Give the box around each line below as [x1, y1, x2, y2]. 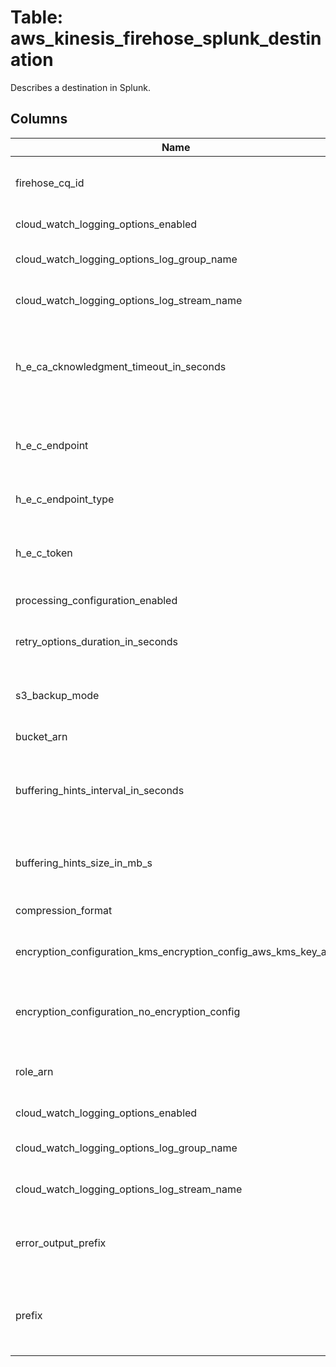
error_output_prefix [15, 1236, 107, 1250]
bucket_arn [15, 729, 68, 743]
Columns [10, 111, 68, 128]
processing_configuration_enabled [15, 593, 178, 607]
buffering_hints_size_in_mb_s [15, 856, 153, 870]
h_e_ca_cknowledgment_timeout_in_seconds [15, 359, 227, 373]
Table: [10, 6, 64, 29]
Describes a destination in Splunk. [10, 81, 151, 93]
